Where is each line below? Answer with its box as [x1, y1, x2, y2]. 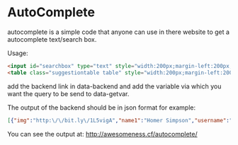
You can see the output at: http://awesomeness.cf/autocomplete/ [7, 129, 198, 138]
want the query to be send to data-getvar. [7, 89, 130, 98]
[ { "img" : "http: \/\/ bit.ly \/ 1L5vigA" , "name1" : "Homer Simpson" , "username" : [7, 117, 230, 124]
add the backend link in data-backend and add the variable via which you [7, 82, 222, 91]
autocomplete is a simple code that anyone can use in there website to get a [7, 28, 230, 36]
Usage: [7, 49, 28, 57]
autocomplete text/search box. [7, 35, 97, 43]
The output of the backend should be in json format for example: [7, 103, 196, 112]
